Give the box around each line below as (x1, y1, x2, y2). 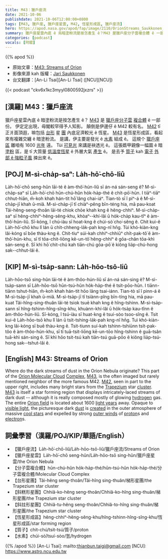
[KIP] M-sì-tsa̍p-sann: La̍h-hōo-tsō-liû (5, 262, 128, 271)
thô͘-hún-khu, (5, 236, 33, 242)
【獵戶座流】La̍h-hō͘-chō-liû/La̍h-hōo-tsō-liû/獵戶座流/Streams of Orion (12, 445, 160, 452)
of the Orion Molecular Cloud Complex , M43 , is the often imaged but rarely (5, 373, 159, 379)
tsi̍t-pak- (138, 323, 156, 329)
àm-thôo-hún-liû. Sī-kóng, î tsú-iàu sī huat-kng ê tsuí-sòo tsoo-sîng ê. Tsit (5, 311, 158, 317)
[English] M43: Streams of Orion (5, 355, 108, 363)
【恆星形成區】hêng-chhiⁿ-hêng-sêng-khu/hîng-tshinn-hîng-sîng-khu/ (12, 514, 158, 520)
